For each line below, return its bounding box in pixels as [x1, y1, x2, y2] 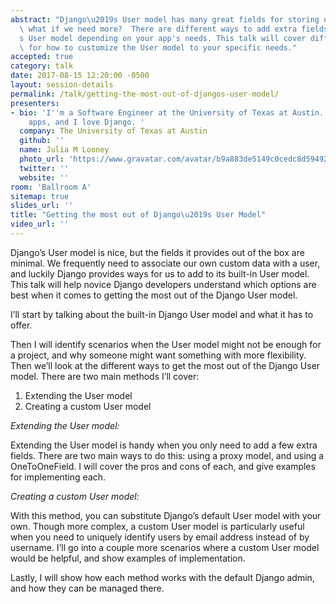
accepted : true [10, 52, 74, 62]
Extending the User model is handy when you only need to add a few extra [10, 439, 318, 451]
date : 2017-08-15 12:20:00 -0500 [10, 71, 150, 81]
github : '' [19, 136, 65, 146]
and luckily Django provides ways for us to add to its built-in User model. [10, 267, 310, 280]
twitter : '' [19, 163, 70, 173]
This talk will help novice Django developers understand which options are [10, 278, 317, 290]
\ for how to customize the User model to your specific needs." [19, 42, 298, 53]
